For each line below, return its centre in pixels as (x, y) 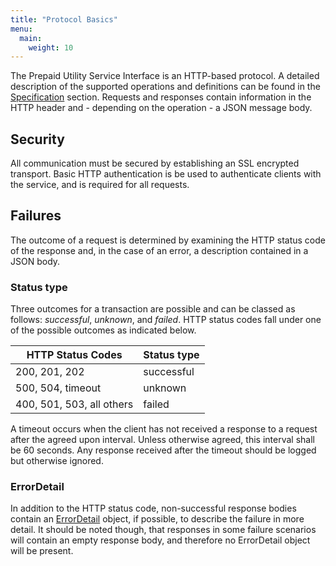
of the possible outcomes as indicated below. (103, 330)
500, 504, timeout (58, 388)
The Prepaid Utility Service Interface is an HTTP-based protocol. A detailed (165, 76)
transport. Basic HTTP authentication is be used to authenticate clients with (166, 174)
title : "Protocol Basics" (64, 19)
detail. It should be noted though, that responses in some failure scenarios (163, 530)
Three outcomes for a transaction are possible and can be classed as (153, 309)
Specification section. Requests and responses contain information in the (161, 97)
